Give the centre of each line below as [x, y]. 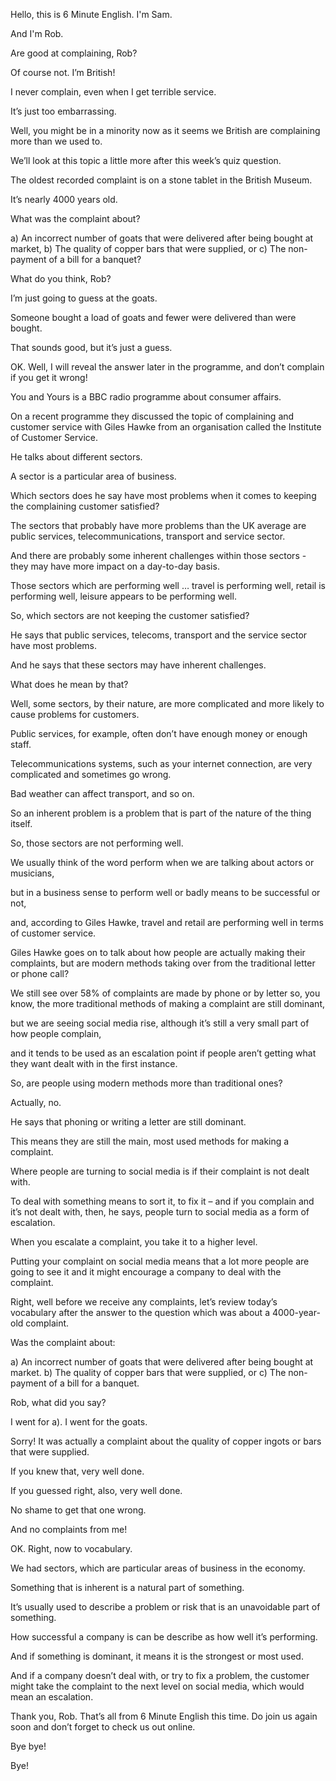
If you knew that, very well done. [77, 1471]
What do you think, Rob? [61, 278]
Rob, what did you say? [58, 1402]
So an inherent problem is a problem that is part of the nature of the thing [161, 813]
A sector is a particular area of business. [93, 476]
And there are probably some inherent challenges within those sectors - [158, 555]
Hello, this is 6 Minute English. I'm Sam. [91, 14]
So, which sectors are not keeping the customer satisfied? [130, 615]
